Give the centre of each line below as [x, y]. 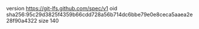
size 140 [49, 21]
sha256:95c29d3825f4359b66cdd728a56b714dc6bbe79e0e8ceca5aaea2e [99, 14]
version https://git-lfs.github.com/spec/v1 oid [62, 8]
